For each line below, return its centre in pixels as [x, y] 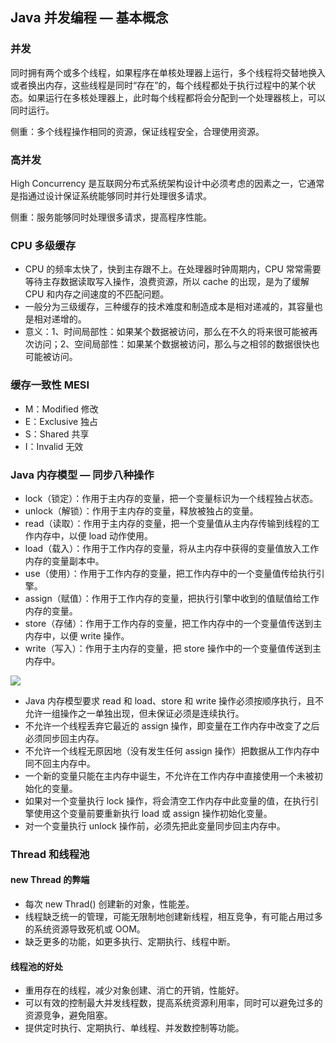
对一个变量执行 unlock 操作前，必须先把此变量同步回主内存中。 [155, 825]
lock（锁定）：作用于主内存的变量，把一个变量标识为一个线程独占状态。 [171, 498]
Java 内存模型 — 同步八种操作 [82, 475]
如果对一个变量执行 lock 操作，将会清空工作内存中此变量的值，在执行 [167, 800]
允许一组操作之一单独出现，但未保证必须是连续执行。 [134, 713]
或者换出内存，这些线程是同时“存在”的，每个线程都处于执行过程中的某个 [159, 85]
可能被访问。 [51, 357]
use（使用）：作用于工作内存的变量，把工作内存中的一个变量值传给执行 [170, 573]
